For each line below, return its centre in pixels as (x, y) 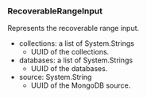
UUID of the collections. (70, 52)
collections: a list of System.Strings (76, 43)
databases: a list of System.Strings (75, 60)
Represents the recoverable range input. (73, 28)
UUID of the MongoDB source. (81, 85)
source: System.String (55, 77)
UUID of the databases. (69, 69)
